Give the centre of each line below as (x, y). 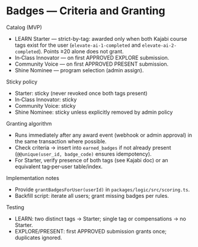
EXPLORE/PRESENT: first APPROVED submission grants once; (91, 231)
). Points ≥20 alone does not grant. (81, 51)
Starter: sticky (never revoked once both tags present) (81, 93)
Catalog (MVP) (24, 27)
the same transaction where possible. (60, 141)
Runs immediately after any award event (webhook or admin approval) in (103, 135)
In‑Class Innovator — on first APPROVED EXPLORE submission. (92, 57)
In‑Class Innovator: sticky (46, 100)
